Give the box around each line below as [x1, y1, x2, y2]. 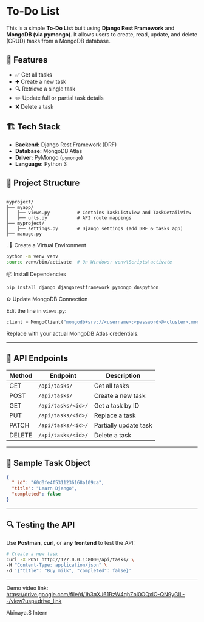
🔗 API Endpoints [6, 354, 69, 364]
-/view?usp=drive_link [6, 597, 62, 605]
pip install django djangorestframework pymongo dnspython [6, 284, 159, 291]
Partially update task [93, 421, 153, 429]
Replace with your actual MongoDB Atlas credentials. [6, 330, 139, 337]
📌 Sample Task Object [6, 458, 91, 468]
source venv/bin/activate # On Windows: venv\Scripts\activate [6, 259, 172, 265]
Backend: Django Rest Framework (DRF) [15, 141, 117, 148]
